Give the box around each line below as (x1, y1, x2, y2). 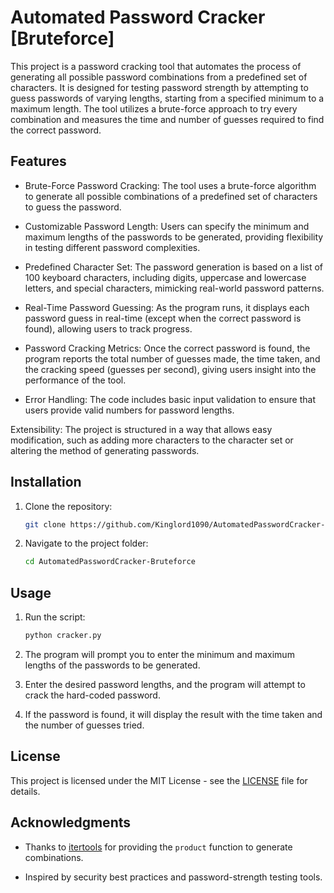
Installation (10, 474, 82, 491)
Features (10, 153, 67, 170)
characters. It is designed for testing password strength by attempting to (10, 81, 309, 93)
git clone (24, 519, 67, 530)
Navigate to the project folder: (24, 537, 149, 550)
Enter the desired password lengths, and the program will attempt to (24, 679, 306, 690)
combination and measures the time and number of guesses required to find (10, 113, 325, 125)
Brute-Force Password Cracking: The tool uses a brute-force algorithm (24, 179, 317, 191)
